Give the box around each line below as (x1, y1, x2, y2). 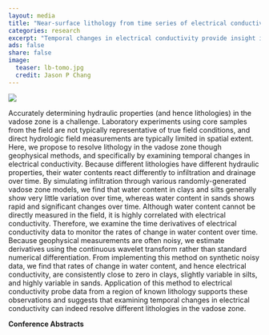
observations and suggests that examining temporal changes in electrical (8, 295, 250, 305)
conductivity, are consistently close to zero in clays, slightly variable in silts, (8, 269, 258, 279)
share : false (8, 49, 52, 57)
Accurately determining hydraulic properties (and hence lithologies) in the (8, 108, 252, 118)
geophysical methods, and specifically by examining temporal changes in (8, 150, 251, 160)
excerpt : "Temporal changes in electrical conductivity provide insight (8, 34, 256, 42)
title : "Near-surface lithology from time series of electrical (8, 19, 227, 27)
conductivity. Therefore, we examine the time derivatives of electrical (8, 218, 238, 228)
